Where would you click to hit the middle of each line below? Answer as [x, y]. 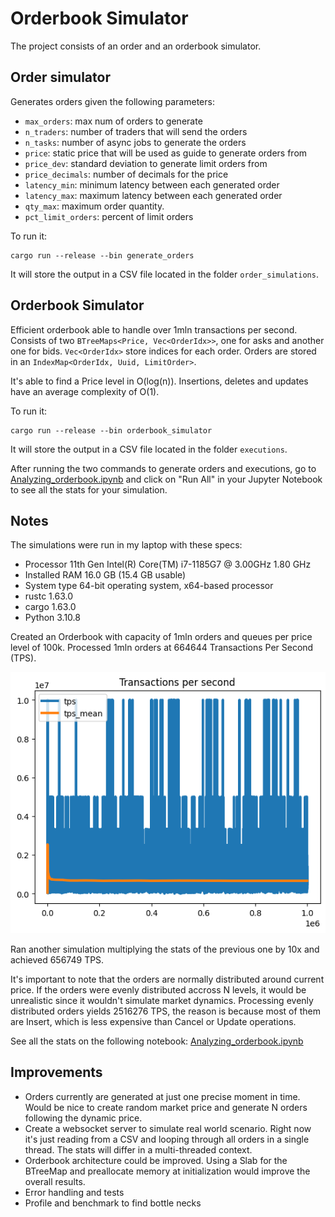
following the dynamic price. [83, 1118]
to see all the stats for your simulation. [89, 489]
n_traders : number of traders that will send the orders [136, 131]
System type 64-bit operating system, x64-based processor [149, 586]
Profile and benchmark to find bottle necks [113, 1203]
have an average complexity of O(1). [85, 391]
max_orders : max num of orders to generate [113, 121]
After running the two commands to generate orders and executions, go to [163, 468]
